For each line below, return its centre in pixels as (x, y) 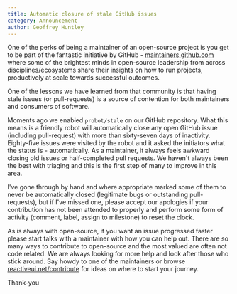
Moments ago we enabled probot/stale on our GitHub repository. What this (118, 120)
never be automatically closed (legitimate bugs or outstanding (98, 195)
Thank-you (23, 283)
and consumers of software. (49, 107)
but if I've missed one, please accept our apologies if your (123, 202)
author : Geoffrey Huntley (45, 27)
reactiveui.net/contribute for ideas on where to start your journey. (103, 269)
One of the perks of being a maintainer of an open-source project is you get (118, 48)
